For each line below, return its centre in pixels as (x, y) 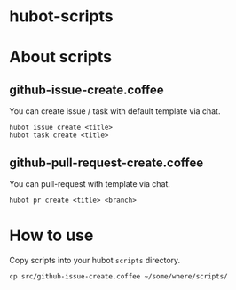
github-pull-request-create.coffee (106, 162)
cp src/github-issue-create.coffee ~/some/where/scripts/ (118, 276)
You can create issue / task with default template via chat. (115, 111)
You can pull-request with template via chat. (90, 184)
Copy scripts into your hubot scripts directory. (95, 260)
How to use (51, 235)
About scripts (61, 57)
